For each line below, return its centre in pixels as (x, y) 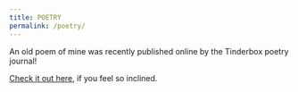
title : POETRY (36, 17)
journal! (23, 61)
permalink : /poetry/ (48, 26)
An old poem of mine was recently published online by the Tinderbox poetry (149, 51)
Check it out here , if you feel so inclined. (83, 78)
